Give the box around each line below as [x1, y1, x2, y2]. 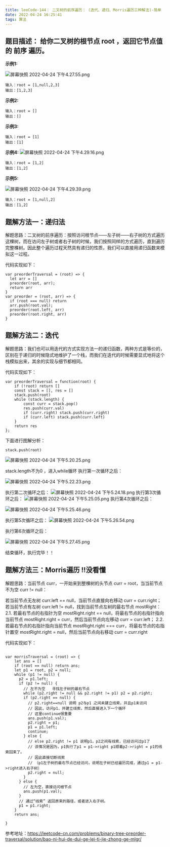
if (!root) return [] [14, 383, 60, 389]
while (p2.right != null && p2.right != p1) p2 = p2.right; [23, 690, 153, 696]
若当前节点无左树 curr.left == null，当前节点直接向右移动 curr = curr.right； [5, 597, 162, 603]
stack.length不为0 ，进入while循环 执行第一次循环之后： [5, 468, 123, 474]
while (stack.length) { [14, 397, 65, 402]
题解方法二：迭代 [5, 331, 59, 340]
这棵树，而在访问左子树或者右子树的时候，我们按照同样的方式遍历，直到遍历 [5, 239, 165, 244]
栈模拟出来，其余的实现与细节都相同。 [5, 358, 85, 364]
